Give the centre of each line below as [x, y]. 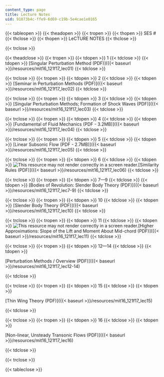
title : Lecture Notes [28, 14]
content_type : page [25, 10]
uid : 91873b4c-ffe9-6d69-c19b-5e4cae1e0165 [51, 19]
